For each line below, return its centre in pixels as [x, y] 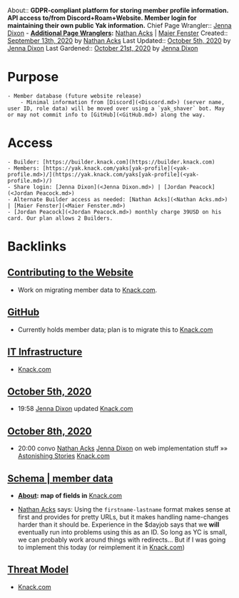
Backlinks [37, 247]
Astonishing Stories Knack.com [64, 456]
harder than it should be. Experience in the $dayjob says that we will [118, 524]
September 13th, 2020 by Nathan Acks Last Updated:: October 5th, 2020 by [119, 41]
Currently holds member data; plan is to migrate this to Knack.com [115, 329]
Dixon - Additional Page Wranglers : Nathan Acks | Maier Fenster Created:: [118, 33]
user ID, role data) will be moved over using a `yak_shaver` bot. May [116, 108]
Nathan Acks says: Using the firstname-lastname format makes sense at [124, 509]
